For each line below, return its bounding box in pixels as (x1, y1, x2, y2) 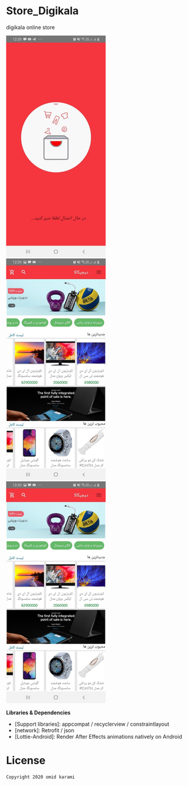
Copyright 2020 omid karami (6, 774, 75, 780)
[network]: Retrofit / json (14, 726, 75, 734)
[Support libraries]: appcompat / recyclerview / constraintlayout (14, 720, 170, 727)
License (6, 754, 46, 767)
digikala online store (6, 24, 55, 31)
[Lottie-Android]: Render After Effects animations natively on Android (14, 733, 183, 740)
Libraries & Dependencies (6, 709, 71, 716)
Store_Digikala (6, 4, 79, 18)
